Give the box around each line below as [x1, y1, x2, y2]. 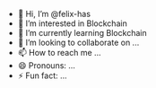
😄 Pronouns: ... [17, 60, 76, 71]
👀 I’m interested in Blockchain [17, 18, 127, 29]
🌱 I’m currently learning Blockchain [17, 28, 147, 38]
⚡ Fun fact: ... [17, 70, 67, 81]
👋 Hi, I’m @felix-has [17, 9, 91, 19]
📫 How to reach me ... [17, 48, 101, 57]
